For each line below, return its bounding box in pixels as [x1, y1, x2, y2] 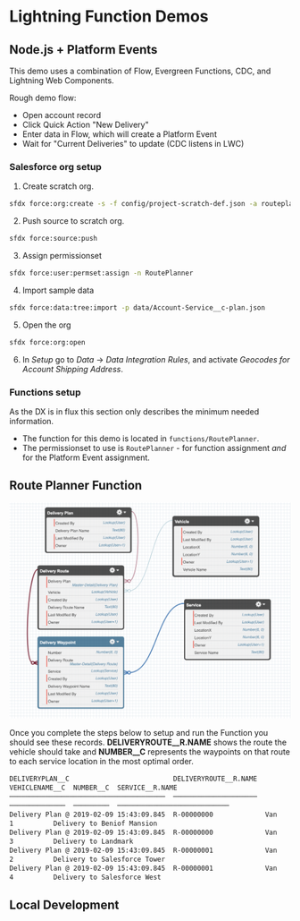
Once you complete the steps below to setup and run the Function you [9, 728, 269, 738]
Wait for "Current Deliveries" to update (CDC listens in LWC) [21, 139, 245, 149]
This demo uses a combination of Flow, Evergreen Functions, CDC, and [9, 65, 271, 76]
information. [9, 415, 54, 426]
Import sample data [21, 285, 95, 295]
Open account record [21, 110, 101, 120]
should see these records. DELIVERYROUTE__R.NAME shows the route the [9, 737, 287, 748]
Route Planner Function [9, 478, 143, 493]
